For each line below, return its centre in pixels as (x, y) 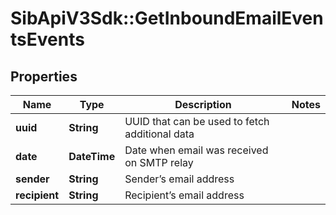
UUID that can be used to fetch (197, 121)
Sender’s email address (179, 179)
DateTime (92, 156)
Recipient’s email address (184, 195)
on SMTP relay (159, 162)
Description (203, 104)
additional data (159, 134)
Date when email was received (196, 150)
